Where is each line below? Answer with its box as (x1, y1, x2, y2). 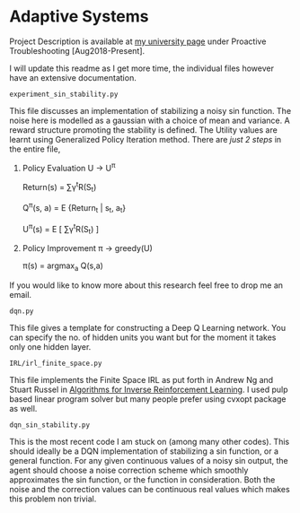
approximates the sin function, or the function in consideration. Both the (9, 474, 276, 485)
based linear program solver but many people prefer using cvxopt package (9, 393, 287, 404)
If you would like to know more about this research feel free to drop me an (9, 280, 284, 291)
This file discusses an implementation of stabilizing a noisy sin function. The (9, 105, 292, 116)
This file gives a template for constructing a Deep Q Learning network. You (9, 322, 286, 333)
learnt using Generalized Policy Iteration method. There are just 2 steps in (9, 134, 282, 144)
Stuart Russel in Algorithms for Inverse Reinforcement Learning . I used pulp (9, 384, 288, 395)
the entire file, (9, 143, 61, 154)
